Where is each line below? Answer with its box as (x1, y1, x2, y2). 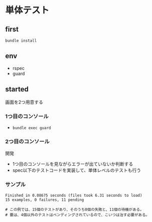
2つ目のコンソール (5, 138, 50, 145)
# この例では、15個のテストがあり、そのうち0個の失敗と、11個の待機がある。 (5, 207, 144, 212)
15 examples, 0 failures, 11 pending (5, 197, 84, 202)
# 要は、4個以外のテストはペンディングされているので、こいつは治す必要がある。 (5, 212, 149, 217)
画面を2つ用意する (5, 99, 44, 105)
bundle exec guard (12, 125, 51, 131)
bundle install (5, 38, 37, 43)
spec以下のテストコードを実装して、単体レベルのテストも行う (12, 167, 141, 173)
